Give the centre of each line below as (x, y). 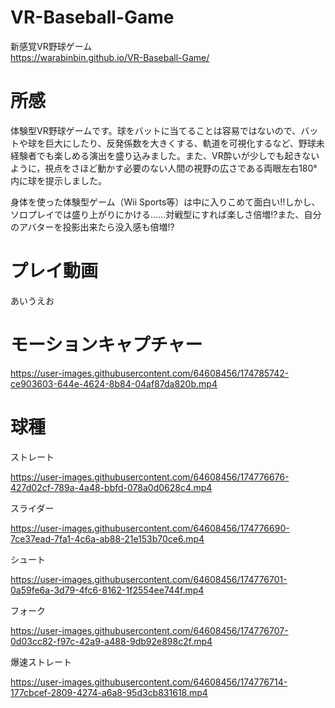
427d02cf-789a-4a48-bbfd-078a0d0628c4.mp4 (111, 487)
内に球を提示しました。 (58, 180)
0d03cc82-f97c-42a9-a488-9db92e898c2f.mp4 (111, 641)
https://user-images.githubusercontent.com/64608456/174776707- (149, 630)
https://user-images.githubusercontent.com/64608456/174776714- (149, 682)
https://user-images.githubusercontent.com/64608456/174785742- (150, 373)
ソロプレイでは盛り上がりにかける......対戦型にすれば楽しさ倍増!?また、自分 (166, 214)
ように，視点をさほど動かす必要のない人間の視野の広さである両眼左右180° (164, 168)
